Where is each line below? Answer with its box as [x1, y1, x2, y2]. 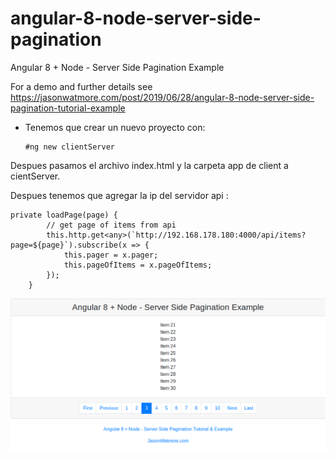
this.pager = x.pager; [63, 250, 159, 260]
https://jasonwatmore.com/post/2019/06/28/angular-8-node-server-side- [10, 91, 315, 103]
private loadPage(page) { [10, 210, 118, 220]
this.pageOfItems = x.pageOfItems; [63, 260, 213, 270]
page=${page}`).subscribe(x [10, 240, 128, 250]
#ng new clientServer [24, 142, 115, 152]
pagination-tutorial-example [10, 102, 126, 114]
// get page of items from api [46, 220, 177, 230]
